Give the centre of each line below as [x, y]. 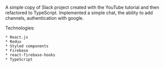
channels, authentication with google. [44, 18]
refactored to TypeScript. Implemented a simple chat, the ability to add [79, 13]
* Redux [13, 42]
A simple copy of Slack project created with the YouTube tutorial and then [82, 7]
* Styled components [27, 46]
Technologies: [20, 28]
